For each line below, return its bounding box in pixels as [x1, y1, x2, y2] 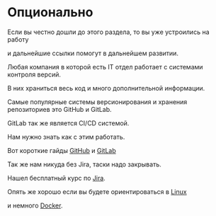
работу [7, 35, 29, 43]
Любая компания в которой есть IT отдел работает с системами [7, 62, 203, 71]
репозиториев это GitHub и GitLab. [7, 105, 112, 113]
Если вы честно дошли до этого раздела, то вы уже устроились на [7, 28, 210, 36]
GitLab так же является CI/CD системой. [7, 118, 130, 127]
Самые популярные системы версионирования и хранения [7, 97, 188, 106]
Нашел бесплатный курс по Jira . [7, 174, 106, 182]
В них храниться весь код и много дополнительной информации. [7, 84, 205, 92]
